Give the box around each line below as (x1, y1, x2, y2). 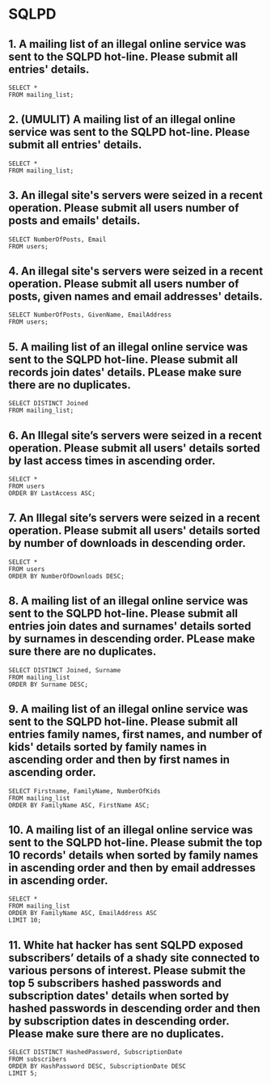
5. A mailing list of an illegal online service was (8, 340, 248, 354)
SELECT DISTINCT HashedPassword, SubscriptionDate (8, 1049, 183, 1057)
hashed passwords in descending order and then (8, 1001, 260, 1015)
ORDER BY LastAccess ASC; (8, 490, 95, 498)
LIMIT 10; (8, 916, 42, 925)
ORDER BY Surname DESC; (8, 680, 89, 689)
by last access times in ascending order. (8, 454, 216, 468)
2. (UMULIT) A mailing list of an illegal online (8, 112, 236, 126)
